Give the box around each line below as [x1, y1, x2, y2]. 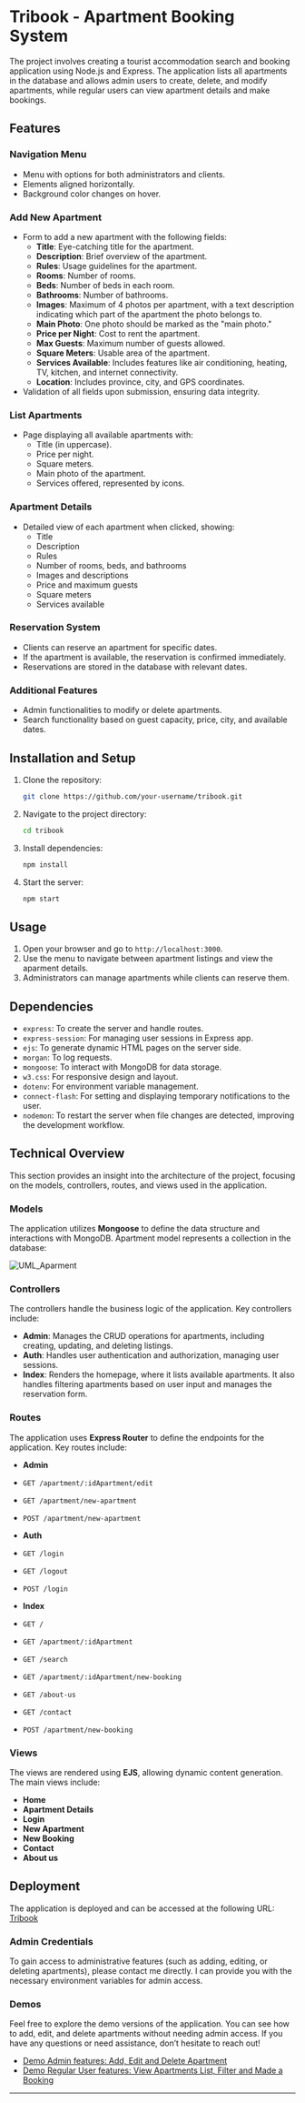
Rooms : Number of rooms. [35, 270, 136, 281]
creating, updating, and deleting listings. [22, 1340, 173, 1352]
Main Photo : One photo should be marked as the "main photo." [35, 318, 272, 329]
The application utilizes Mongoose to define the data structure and [9, 1223, 261, 1234]
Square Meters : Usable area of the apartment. [35, 347, 211, 358]
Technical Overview [9, 1146, 125, 1162]
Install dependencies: [22, 842, 103, 853]
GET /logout [22, 1566, 68, 1575]
